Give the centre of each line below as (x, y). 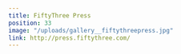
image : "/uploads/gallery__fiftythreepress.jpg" (91, 30)
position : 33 (30, 23)
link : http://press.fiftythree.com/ (69, 38)
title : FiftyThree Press (50, 15)
